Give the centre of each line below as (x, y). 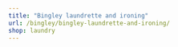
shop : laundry (32, 30)
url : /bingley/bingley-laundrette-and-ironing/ (89, 23)
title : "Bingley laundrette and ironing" (79, 16)
